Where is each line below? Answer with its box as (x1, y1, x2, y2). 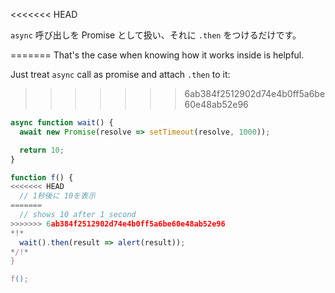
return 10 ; (19, 145, 65, 155)
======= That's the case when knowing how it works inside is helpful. (10, 49, 305, 61)
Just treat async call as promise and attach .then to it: (10, 69, 231, 80)
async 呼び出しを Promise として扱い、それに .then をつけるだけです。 (10, 29, 302, 41)
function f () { (10, 172, 74, 183)
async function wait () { (10, 118, 114, 128)
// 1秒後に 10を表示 (19, 191, 96, 201)
